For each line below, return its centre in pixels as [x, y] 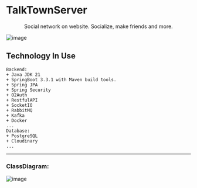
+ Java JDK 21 [23, 74]
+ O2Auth [17, 95]
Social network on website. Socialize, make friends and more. [98, 26]
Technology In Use [41, 56]
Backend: [17, 69]
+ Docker [17, 120]
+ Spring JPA [22, 85]
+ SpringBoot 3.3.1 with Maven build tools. [61, 79]
